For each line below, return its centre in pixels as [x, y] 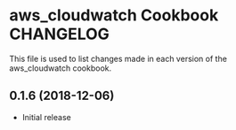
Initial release [46, 117]
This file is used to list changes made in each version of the [118, 58]
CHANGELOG [59, 34]
